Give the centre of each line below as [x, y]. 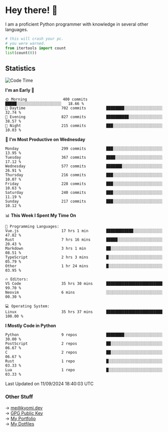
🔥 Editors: [17, 279]
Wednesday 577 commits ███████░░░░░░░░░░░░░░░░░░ [84, 166]
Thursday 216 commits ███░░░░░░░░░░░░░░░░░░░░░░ [84, 175]
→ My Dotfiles [20, 423]
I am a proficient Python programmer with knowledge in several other [77, 24]
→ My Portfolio [21, 418]
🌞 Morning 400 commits [46, 99]
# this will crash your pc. [35, 39]
